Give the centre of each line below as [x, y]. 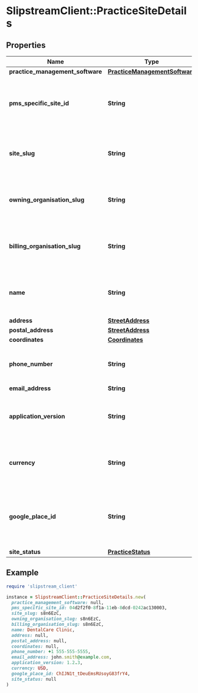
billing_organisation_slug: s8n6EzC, [58, 625]
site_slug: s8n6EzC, [37, 613]
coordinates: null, [35, 646]
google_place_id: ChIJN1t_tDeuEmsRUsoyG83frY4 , [71, 674]
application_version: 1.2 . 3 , [47, 663]
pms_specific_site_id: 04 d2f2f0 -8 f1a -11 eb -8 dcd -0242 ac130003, [89, 608]
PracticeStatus [129, 552]
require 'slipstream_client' [42, 586]
